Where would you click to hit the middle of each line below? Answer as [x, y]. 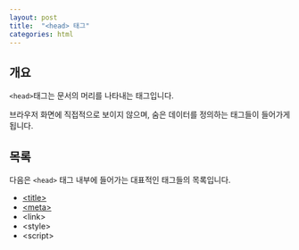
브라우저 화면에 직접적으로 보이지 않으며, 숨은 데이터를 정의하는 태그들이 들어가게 [150, 115]
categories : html [42, 34]
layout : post [33, 17]
